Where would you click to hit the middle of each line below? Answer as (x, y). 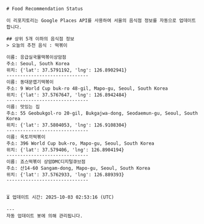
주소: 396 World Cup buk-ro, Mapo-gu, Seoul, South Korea (80, 143)
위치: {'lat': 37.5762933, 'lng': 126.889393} (65, 175)
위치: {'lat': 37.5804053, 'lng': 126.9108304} (67, 125)
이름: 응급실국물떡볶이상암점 (36, 57)
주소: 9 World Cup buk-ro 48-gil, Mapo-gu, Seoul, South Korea (87, 89)
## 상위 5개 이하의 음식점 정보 (40, 39)
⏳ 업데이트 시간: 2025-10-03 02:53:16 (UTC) (60, 197)
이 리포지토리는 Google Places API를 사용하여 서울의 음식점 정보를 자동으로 (92, 21)
